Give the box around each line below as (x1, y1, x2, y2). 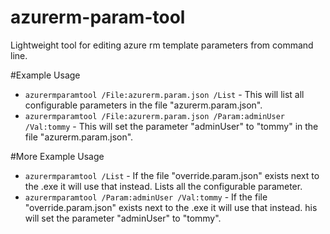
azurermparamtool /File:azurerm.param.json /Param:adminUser (24, 111, 286, 121)
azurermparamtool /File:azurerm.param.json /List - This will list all (24, 88, 305, 100)
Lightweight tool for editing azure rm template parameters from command (10, 39, 314, 51)
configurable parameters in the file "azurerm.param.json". (24, 99, 263, 111)
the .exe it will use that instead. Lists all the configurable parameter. (24, 180, 303, 192)
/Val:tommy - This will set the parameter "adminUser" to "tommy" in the (24, 120, 319, 132)
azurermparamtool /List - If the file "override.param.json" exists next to (24, 169, 320, 181)
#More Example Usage (10, 150, 105, 162)
